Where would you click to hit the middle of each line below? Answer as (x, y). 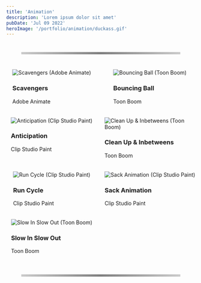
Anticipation (29, 136)
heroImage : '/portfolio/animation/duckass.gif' (67, 29)
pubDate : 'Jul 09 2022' (36, 23)
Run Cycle (28, 190)
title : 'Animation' (31, 12)
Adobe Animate (31, 101)
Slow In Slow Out (36, 238)
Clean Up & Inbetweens (139, 142)
